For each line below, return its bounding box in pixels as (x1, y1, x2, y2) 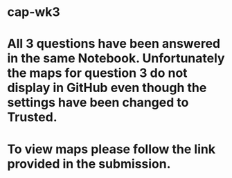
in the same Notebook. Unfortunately (7, 51, 225, 66)
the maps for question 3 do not (7, 65, 188, 81)
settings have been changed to (7, 95, 189, 111)
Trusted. (7, 109, 57, 125)
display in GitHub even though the (7, 80, 207, 96)
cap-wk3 (7, 4, 60, 20)
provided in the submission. (7, 156, 171, 172)
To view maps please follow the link (7, 141, 216, 157)
